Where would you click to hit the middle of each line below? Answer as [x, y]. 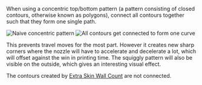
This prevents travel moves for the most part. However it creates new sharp [100, 45]
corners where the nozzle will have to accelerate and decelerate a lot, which [101, 51]
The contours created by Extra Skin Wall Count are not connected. [89, 76]
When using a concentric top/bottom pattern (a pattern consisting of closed [101, 9]
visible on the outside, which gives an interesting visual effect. [84, 64]
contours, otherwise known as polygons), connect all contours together [95, 15]
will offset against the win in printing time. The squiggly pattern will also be [99, 58]
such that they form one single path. [51, 21]
